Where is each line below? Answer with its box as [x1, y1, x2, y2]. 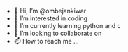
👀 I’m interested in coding [13, 14, 88, 22]
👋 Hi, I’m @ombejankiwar [13, 7, 87, 15]
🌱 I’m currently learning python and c [13, 22, 121, 30]
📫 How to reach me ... [13, 37, 79, 45]
